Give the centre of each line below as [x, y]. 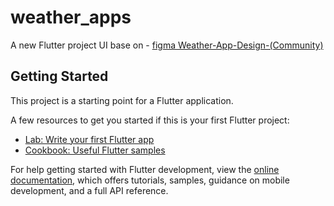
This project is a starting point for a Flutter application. [122, 100]
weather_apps [71, 17]
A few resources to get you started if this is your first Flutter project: [150, 120]
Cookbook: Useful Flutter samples [95, 150]
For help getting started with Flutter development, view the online [145, 169]
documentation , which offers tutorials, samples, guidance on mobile [150, 180]
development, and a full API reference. [89, 190]
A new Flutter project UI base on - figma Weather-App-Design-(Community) [167, 45]
